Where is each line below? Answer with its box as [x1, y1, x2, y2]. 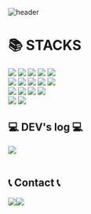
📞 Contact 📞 [8, 176, 61, 190]
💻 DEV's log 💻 [8, 120, 84, 134]
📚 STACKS [8, 36, 82, 54]
